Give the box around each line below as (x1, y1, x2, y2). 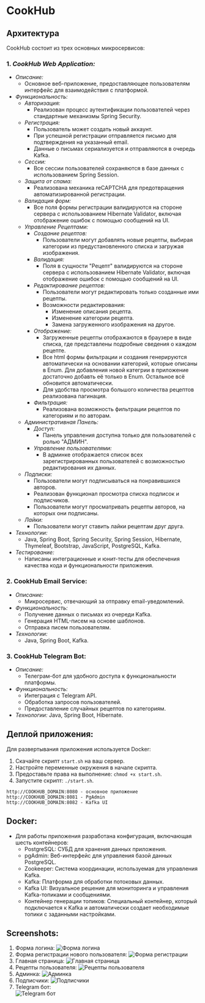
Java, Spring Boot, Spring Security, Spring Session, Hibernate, (24, 536, 182, 543)
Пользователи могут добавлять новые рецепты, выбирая (42, 237, 193, 244)
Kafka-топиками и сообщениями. (24, 891, 112, 898)
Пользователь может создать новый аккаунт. (33, 126, 153, 133)
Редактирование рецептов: (33, 282, 105, 289)
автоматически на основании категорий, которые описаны (42, 360, 198, 368)
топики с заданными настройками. (24, 910, 116, 918)
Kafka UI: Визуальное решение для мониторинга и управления (24, 884, 189, 891)
